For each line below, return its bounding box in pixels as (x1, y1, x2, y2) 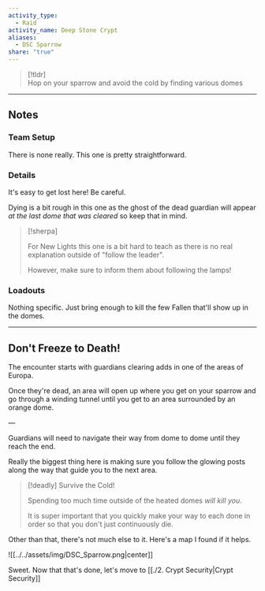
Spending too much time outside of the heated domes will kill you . (27, 496, 242, 505)
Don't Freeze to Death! (8, 341, 121, 355)
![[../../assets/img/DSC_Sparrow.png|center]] (8, 550, 154, 559)
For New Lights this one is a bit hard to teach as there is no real (27, 241, 233, 251)
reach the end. (8, 442, 56, 452)
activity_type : (8, 11, 58, 20)
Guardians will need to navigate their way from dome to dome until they (8, 433, 241, 443)
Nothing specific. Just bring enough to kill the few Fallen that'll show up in (8, 303, 248, 312)
